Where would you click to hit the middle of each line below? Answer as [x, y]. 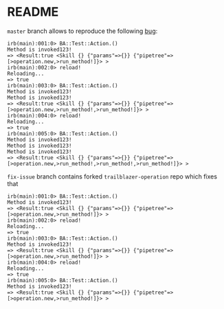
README [33, 12]
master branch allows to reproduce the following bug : [82, 31]
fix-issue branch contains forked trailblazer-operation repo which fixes [112, 176]
